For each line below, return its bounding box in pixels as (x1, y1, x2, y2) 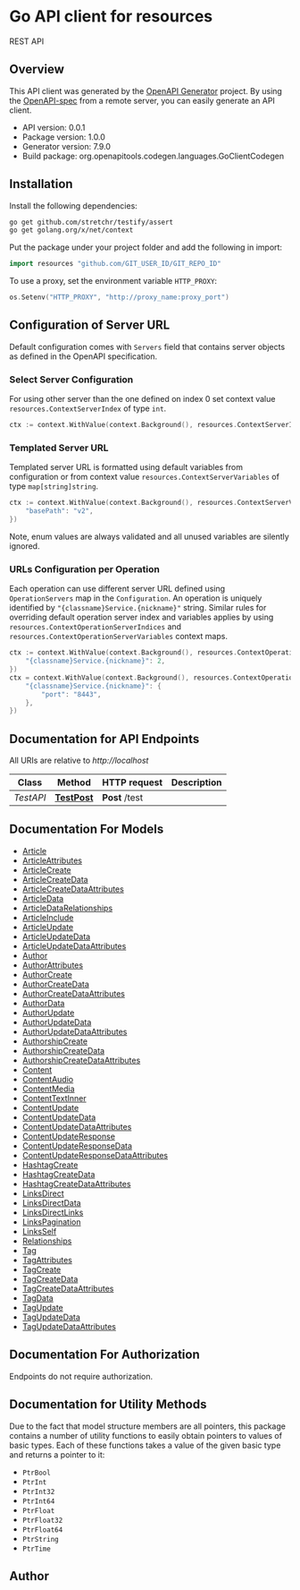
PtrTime (21, 1544, 51, 1553)
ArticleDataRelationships (21, 902, 113, 913)
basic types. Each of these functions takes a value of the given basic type (9, 1440, 281, 1450)
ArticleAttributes (21, 855, 83, 866)
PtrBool (21, 1468, 51, 1477)
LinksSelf (21, 1226, 57, 1236)
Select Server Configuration (9, 373, 134, 386)
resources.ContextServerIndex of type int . (9, 403, 167, 414)
